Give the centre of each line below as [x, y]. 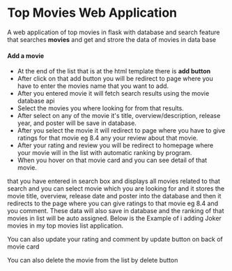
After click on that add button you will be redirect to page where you [115, 79]
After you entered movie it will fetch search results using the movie [113, 94]
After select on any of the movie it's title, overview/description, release [119, 116]
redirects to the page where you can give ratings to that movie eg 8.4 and [113, 203]
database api [36, 101]
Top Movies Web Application [92, 13]
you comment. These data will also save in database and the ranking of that [116, 211]
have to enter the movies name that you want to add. [93, 86]
